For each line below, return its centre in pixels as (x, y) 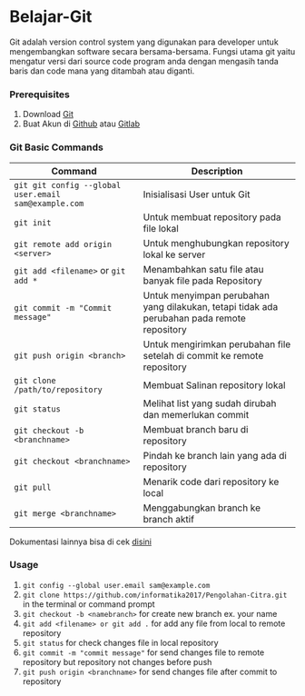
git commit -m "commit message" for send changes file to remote (143, 652)
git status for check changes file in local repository (121, 642)
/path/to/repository (58, 389)
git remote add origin (63, 244)
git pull (33, 487)
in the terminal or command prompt (89, 604)
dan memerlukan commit (196, 414)
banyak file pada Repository (202, 281)
